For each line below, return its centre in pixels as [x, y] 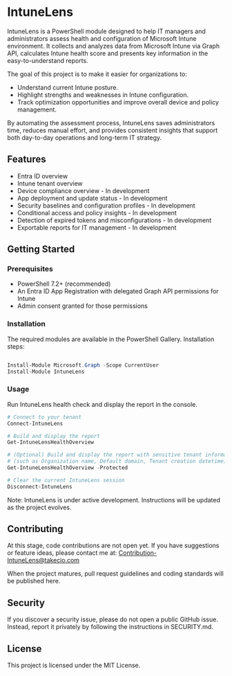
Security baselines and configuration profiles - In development [106, 205]
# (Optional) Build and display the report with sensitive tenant [105, 455]
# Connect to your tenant [44, 417]
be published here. [34, 581]
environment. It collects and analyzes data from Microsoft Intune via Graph [113, 46]
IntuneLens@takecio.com [43, 560]
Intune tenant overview [50, 183]
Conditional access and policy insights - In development [97, 212]
